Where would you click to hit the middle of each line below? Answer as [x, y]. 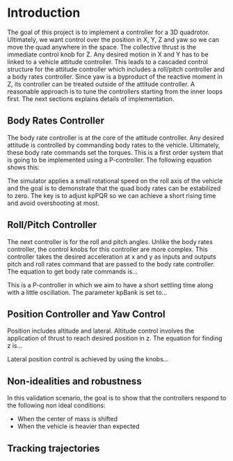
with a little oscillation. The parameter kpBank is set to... [87, 292]
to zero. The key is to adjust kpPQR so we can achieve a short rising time [112, 195]
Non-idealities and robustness [74, 381]
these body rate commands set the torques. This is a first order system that [115, 152]
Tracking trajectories [54, 448]
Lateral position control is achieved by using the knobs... [88, 359]
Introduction [44, 13]
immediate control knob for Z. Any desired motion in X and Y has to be [108, 54]
